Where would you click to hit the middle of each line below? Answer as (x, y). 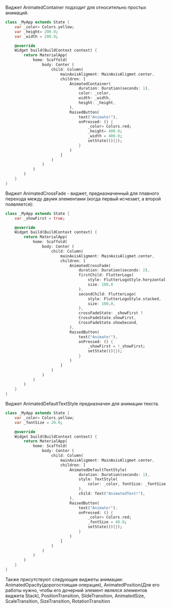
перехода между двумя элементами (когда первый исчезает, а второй (83, 198)
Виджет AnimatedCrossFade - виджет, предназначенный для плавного (82, 193)
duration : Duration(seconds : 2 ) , (114, 270)
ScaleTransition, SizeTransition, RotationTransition (58, 601)
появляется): (19, 204)
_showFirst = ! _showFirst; (116, 346)
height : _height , (97, 103)
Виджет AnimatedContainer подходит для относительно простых (76, 7)
